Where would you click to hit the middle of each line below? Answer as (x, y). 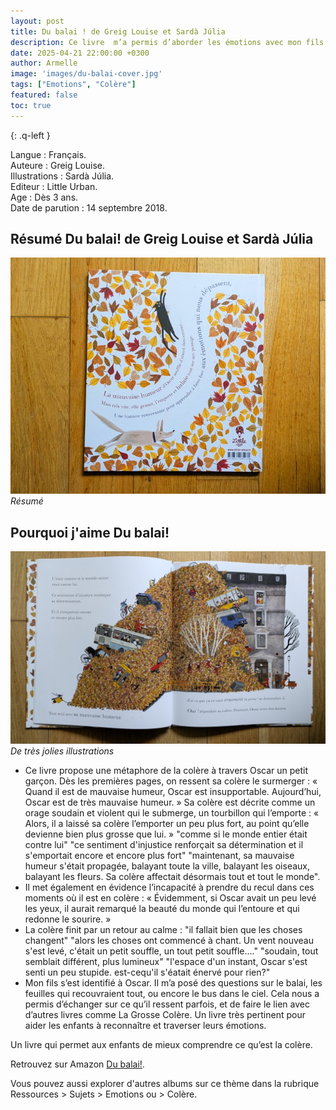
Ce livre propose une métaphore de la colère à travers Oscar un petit (166, 771)
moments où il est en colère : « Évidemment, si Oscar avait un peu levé (170, 898)
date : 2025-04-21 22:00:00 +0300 (80, 53)
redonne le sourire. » (68, 919)
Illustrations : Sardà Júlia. (62, 176)
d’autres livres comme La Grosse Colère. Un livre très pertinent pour (165, 1015)
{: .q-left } (30, 135)
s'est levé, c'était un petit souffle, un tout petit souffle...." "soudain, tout (171, 951)
